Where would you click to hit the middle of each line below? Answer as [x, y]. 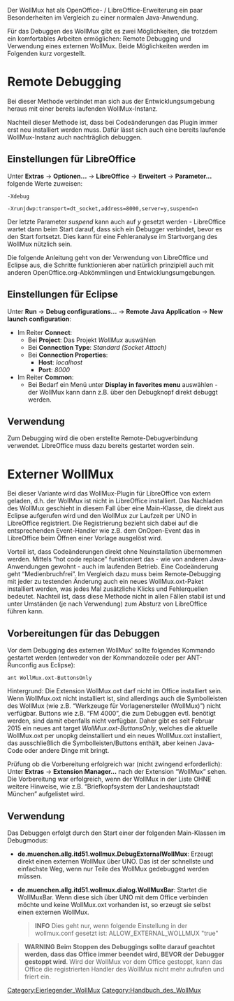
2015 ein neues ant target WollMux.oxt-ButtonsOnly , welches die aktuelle [112, 728]
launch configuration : [39, 319]
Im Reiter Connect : [45, 332]
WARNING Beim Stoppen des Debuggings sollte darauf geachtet [119, 946]
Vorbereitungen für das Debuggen [84, 633]
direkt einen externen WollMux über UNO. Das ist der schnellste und [116, 861]
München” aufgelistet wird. [46, 794]
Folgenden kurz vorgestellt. [46, 53]
